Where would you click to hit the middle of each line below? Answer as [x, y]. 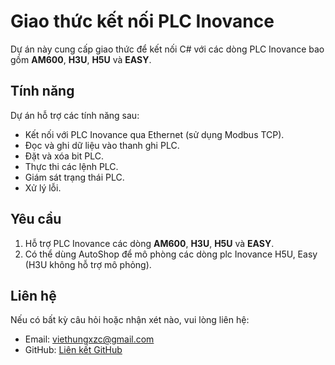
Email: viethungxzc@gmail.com [89, 339]
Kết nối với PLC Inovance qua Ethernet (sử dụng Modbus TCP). [154, 134]
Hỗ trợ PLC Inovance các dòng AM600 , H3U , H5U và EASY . [149, 243]
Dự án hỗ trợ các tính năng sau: [75, 115]
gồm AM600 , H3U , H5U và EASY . [81, 59]
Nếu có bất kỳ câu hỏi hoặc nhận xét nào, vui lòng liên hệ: [130, 320]
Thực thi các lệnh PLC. [71, 166]
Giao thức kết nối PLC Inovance [142, 21]
